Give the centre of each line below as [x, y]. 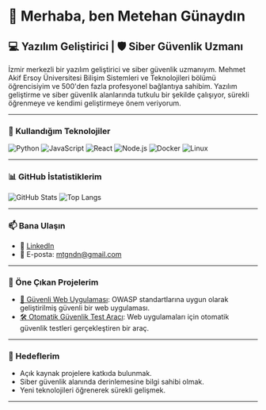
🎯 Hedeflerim [34, 356]
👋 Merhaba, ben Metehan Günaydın [127, 16]
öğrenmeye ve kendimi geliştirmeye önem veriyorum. [95, 103]
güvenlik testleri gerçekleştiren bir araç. [84, 328]
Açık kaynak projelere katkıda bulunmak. [85, 374]
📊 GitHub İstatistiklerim [55, 177]
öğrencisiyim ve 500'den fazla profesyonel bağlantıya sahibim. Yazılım [123, 86]
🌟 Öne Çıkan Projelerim [53, 282]
